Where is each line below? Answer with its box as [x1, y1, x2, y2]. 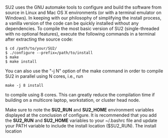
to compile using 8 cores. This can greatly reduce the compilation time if [5, 92, 155, 97]
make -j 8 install [5, 83, 44, 88]
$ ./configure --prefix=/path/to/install [5, 50, 93, 55]
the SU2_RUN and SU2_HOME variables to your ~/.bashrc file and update [5, 117, 157, 123]
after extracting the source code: [5, 36, 73, 42]
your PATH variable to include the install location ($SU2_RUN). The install [5, 123, 156, 128]
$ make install [5, 59, 37, 64]
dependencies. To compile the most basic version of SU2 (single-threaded [5, 26, 159, 32]
